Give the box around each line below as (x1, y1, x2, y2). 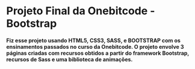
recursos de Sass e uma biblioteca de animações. (6, 55, 133, 63)
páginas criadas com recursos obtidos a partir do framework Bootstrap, (6, 49, 190, 57)
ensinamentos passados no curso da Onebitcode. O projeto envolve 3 (6, 43, 185, 50)
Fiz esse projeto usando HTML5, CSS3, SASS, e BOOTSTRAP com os (6, 37, 181, 44)
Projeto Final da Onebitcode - (6, 4, 155, 18)
